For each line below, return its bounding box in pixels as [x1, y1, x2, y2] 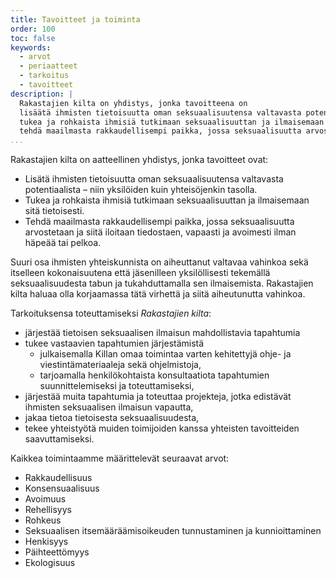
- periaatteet [19, 61, 78, 71]
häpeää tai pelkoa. [24, 237, 102, 249]
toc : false [10, 33, 56, 43]
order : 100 [10, 24, 56, 34]
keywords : [10, 42, 52, 53]
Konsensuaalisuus [24, 482, 100, 495]
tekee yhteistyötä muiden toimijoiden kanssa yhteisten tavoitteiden [24, 422, 300, 435]
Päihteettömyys [24, 546, 90, 558]
